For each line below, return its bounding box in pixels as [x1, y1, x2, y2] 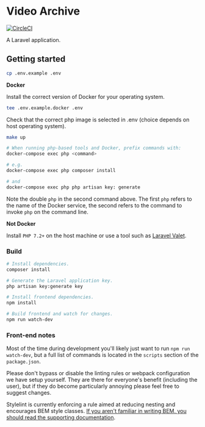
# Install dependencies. [6, 260, 70, 267]
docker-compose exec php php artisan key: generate [6, 184, 140, 190]
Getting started [6, 54, 66, 65]
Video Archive [6, 4, 81, 18]
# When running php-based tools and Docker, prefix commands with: [6, 145, 182, 151]
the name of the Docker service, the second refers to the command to [6, 201, 182, 209]
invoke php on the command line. [6, 208, 88, 215]
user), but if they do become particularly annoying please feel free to [6, 382, 180, 390]
